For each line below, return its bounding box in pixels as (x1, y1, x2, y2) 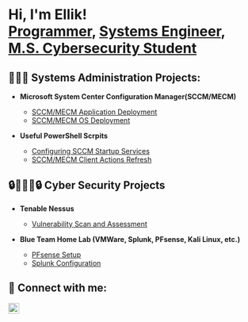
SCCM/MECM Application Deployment (31, 107, 158, 117)
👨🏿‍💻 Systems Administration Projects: (8, 71, 201, 84)
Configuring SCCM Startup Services (31, 147, 151, 155)
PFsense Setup (31, 250, 82, 259)
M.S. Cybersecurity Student (8, 40, 197, 57)
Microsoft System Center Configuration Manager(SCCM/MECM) (19, 92, 236, 101)
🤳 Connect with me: (8, 282, 107, 295)
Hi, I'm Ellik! (8, 6, 87, 24)
